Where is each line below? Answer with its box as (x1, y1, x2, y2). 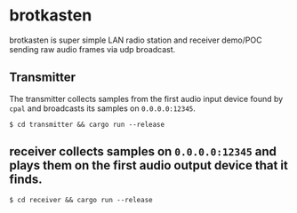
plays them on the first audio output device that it (9, 158, 289, 173)
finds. (9, 172, 43, 187)
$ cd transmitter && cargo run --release (9, 120, 165, 129)
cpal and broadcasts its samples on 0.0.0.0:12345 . (9, 103, 196, 114)
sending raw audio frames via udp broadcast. (9, 43, 176, 54)
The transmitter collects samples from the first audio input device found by (9, 93, 284, 104)
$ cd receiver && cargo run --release (9, 195, 153, 204)
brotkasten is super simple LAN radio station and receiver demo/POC (9, 35, 262, 45)
